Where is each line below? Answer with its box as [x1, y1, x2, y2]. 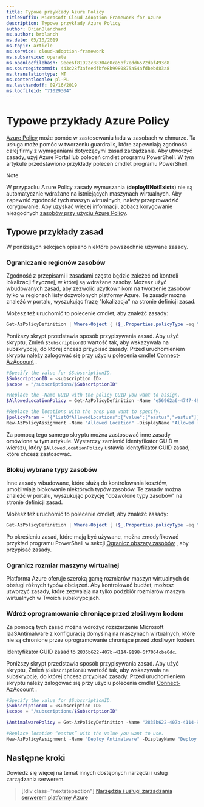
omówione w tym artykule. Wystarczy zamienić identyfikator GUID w [6, 437, 178, 444]
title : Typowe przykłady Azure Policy [6, 9, 104, 15]
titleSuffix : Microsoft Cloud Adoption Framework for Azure [6, 15, 162, 21]
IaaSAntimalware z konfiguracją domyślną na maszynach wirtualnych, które [6, 630, 195, 637]
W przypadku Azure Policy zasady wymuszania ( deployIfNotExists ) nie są [6, 183, 193, 191]
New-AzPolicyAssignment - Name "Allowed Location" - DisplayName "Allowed [6, 420, 194, 426]
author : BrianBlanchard [6, 26, 67, 32]
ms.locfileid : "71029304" [6, 88, 72, 94]
